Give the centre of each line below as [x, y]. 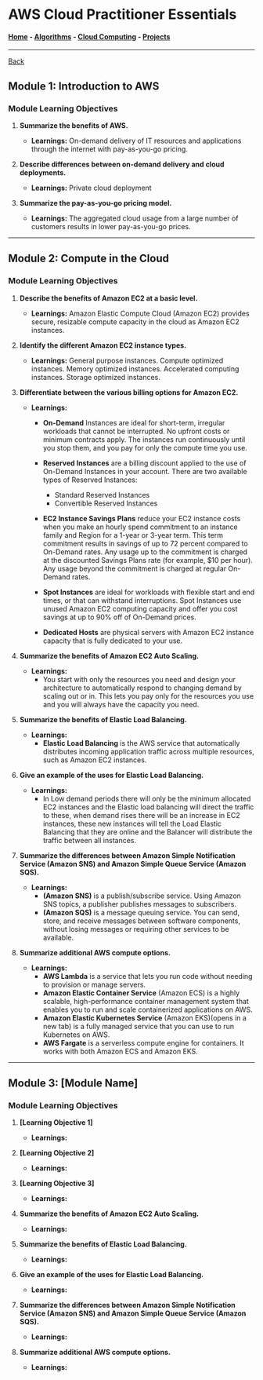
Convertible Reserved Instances [106, 503]
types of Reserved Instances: [90, 480]
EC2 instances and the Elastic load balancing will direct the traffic [148, 807]
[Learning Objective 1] [56, 1123]
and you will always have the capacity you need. [121, 704]
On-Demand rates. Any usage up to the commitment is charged [145, 552]
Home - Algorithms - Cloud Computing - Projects [89, 36]
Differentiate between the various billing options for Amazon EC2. [129, 392]
